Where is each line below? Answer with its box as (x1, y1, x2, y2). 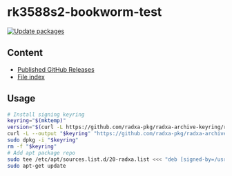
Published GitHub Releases (17, 65, 95, 73)
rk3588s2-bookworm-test (7, 4, 162, 20)
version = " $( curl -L (7, 124, 64, 131)
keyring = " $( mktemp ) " (7, 117, 67, 124)
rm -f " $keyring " (7, 143, 57, 150)
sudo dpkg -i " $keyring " (7, 137, 79, 144)
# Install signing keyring (7, 111, 85, 118)
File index (17, 72, 45, 81)
